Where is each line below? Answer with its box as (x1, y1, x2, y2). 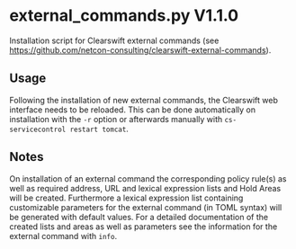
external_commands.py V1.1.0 (9, 5, 239, 26)
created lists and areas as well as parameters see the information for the (9, 221, 278, 232)
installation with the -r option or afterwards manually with (9, 113, 223, 124)
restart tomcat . (69, 123, 129, 134)
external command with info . (9, 230, 118, 241)
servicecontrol (9, 125, 67, 134)
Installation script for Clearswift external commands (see (9, 35, 220, 46)
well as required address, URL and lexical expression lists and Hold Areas (9, 182, 282, 193)
